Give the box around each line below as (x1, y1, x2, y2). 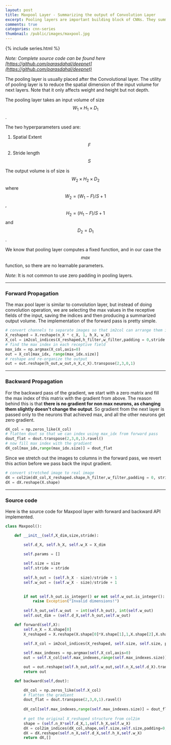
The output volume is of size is (5, 167, 70, 174)
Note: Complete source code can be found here (5, 55, 106, 61)
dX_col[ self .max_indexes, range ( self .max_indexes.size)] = (23, 707, 149, 712)
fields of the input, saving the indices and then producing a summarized (5, 313, 156, 319)
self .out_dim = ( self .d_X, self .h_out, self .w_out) (23, 613, 131, 618)
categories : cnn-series (5, 27, 56, 32)
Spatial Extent (12, 134, 42, 140)
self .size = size (23, 561, 60, 566)
